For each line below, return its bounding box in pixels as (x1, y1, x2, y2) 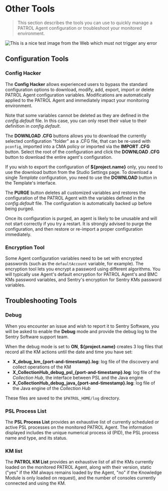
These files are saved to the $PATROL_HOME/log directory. (5, 395, 120, 401)
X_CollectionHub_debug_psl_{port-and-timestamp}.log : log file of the (12, 369, 161, 375)
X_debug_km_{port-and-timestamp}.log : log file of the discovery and (12, 358, 159, 364)
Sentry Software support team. (5, 334, 69, 340)
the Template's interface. (5, 179, 56, 186)
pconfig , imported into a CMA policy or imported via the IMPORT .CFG (5, 143, 150, 149)
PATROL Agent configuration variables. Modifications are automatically (5, 91, 151, 98)
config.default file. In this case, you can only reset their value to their (5, 118, 147, 124)
